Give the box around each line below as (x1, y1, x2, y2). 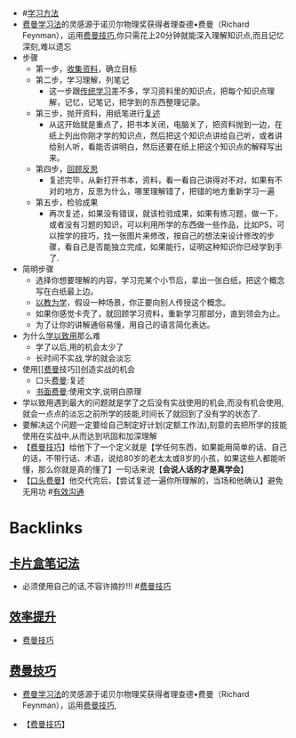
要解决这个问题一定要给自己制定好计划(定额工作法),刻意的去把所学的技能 (21, 419, 288, 430)
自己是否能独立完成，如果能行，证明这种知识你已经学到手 (72, 241, 283, 252)
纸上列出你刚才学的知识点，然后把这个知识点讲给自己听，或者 (48, 130, 276, 141)
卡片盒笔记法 (9, 556, 80, 571)
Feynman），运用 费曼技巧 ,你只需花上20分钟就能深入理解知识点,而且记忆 (21, 30, 284, 40)
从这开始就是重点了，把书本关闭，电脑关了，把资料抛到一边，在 (48, 119, 283, 129)
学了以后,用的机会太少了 (35, 342, 124, 352)
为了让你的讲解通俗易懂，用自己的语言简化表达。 (35, 320, 215, 329)
